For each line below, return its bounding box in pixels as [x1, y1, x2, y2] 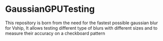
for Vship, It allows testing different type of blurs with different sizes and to [5, 25, 158, 31]
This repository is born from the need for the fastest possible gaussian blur [5, 20, 159, 26]
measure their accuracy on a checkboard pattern [5, 30, 106, 36]
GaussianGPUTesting [5, 3, 95, 15]
